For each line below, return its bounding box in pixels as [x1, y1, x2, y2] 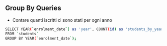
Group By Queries [5, 4, 61, 12]
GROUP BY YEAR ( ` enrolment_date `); [5, 36, 77, 41]
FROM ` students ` [5, 31, 39, 36]
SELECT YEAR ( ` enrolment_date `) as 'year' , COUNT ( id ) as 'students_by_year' [5, 27, 166, 32]
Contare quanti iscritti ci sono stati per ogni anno [12, 17, 113, 23]
